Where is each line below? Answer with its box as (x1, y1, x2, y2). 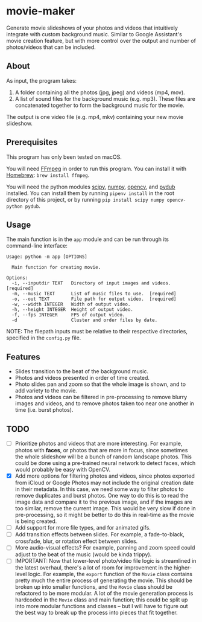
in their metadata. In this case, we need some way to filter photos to (14, 486, 184, 493)
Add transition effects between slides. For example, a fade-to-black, (14, 531, 185, 538)
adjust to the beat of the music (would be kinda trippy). (14, 551, 152, 558)
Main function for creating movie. (11, 265, 101, 271)
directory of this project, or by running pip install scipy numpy (6, 196, 165, 203)
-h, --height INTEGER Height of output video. (11, 307, 134, 313)
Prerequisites (6, 137, 58, 147)
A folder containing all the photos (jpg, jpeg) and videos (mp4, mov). (14, 89, 185, 96)
